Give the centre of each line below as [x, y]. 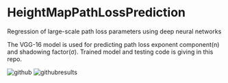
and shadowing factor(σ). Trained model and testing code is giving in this [110, 52]
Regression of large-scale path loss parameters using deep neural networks [114, 31]
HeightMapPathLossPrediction [97, 13]
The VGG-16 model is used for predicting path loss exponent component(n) [113, 44]
